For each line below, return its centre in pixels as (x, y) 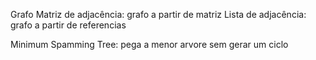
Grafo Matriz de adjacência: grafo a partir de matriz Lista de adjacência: (158, 14)
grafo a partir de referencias (68, 25)
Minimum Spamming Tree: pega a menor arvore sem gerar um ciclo (149, 44)
